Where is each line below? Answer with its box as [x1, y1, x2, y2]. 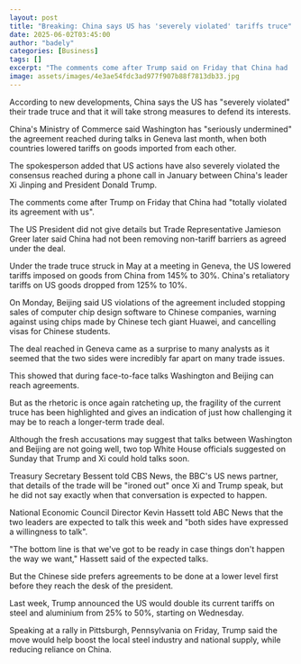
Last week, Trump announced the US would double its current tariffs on [9, 597, 275, 608]
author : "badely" [9, 38, 75, 48]
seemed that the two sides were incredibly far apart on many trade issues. [9, 352, 286, 363]
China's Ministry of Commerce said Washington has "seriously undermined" [9, 123, 293, 134]
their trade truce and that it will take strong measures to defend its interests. [9, 105, 291, 117]
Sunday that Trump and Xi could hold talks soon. [9, 452, 190, 464]
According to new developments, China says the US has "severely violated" [9, 96, 290, 107]
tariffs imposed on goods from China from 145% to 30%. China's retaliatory [9, 269, 290, 280]
